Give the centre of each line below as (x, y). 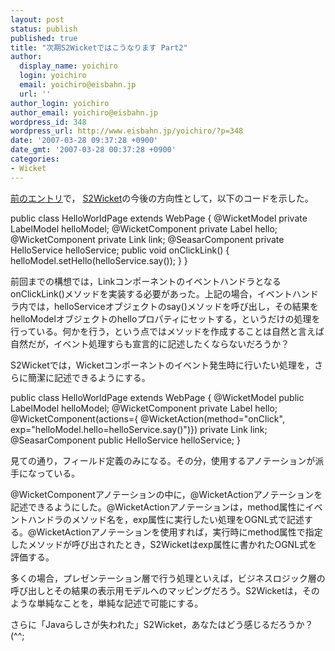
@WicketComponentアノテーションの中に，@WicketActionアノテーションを (166, 494)
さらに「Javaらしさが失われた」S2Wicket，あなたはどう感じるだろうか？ (162, 624)
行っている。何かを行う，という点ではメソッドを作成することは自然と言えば (167, 331)
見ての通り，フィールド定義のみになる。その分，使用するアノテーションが (163, 460)
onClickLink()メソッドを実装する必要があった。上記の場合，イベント (151, 293)
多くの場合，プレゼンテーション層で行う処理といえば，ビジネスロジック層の (168, 578)
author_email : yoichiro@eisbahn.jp (84, 112)
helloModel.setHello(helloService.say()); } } (99, 260)
